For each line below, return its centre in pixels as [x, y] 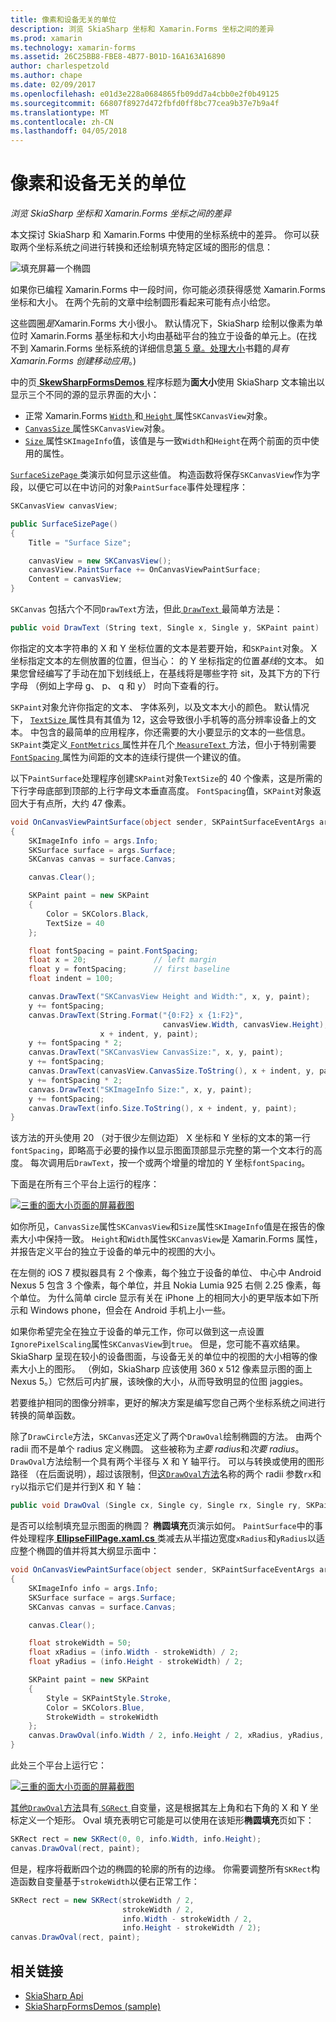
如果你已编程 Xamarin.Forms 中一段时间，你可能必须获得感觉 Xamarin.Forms [168, 290]
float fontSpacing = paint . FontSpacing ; [113, 951]
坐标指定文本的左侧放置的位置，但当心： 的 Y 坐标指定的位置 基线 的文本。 [161, 660]
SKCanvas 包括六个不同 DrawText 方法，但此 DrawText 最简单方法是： [146, 609]
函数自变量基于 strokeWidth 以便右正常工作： [109, 1881]
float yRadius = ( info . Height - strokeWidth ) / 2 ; [136, 1662]
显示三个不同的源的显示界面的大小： [85, 395]
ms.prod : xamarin [46, 38]
